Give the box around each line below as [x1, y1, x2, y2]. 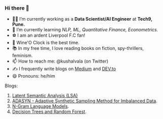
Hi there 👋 [5, 5, 30, 12]
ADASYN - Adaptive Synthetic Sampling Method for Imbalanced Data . [12, 98, 157, 104]
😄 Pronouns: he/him [12, 73, 55, 79]
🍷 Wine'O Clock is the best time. [12, 40, 79, 46]
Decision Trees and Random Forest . [12, 108, 87, 115]
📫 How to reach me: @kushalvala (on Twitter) [12, 58, 108, 65]
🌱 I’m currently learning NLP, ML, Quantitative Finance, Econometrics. [12, 27, 158, 33]
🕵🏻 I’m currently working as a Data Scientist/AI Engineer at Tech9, [12, 16, 153, 22]
